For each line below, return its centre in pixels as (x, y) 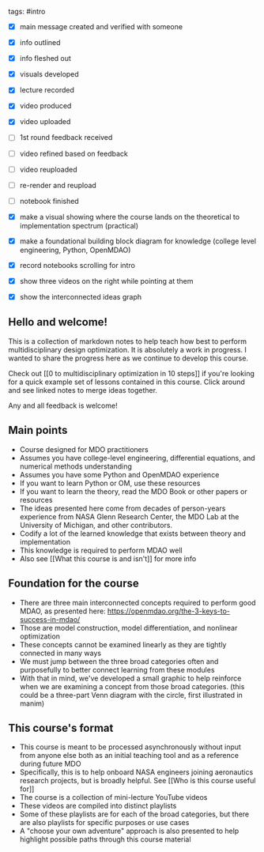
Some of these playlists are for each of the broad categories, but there (134, 814)
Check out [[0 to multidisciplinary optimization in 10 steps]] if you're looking (132, 373)
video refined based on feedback (74, 153)
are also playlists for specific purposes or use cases (104, 823)
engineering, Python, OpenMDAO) (75, 250)
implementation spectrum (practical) (79, 225)
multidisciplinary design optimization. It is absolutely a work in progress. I (128, 349)
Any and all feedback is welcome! (63, 405)
